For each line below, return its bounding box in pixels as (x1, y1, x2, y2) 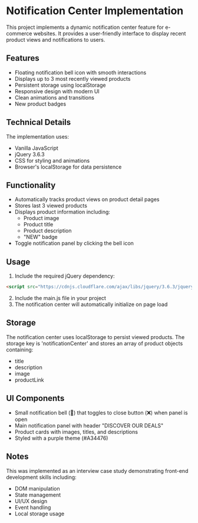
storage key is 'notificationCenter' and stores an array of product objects (6, 340, 183, 347)
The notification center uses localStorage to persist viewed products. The (6, 333, 185, 340)
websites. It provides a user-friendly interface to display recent (33, 29, 186, 37)
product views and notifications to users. (6, 36, 105, 43)
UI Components (6, 393, 65, 403)
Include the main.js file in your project (14, 295, 106, 302)
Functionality (6, 180, 56, 190)
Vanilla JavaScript (14, 144, 59, 152)
